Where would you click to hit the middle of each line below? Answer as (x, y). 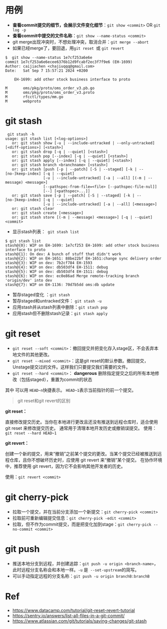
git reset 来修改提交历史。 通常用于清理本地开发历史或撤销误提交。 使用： (81, 428)
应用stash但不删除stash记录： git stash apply (60, 313)
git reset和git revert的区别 (44, 400)
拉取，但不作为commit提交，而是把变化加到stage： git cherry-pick (82, 524)
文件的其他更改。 (34, 354)
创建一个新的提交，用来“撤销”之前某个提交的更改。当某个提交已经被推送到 (82, 454)
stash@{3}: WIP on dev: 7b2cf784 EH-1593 (49, 263)
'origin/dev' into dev (29, 280)
